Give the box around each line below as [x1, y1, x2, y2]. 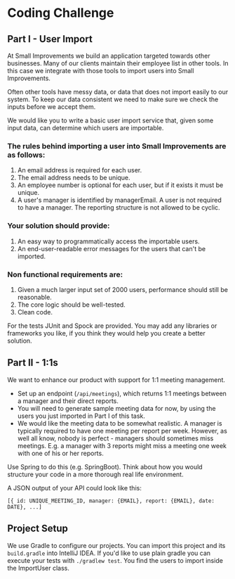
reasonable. [17, 293, 53, 301]
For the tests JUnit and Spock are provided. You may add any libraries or [7, 322, 217, 330]
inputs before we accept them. [7, 103, 96, 110]
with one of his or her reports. [17, 449, 104, 457]
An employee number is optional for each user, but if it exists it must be [17, 181, 224, 189]
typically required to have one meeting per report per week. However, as [17, 426, 228, 435]
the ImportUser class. [7, 564, 70, 572]
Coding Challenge [7, 5, 114, 21]
